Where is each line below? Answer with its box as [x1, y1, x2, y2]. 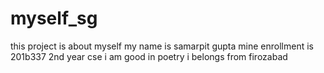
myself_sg [10, 7, 98, 30]
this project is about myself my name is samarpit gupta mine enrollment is [10, 40, 314, 52]
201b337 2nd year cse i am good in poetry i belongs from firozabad [10, 50, 288, 62]
